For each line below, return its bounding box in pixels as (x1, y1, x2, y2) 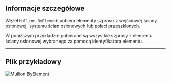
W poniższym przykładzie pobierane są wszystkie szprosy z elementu (5, 32, 153, 38)
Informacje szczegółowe (5, 4, 85, 13)
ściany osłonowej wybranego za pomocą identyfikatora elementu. (5, 38, 144, 44)
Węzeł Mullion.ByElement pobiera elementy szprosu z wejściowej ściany (5, 17, 157, 23)
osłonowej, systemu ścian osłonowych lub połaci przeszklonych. (5, 23, 141, 29)
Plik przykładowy (5, 58, 62, 66)
